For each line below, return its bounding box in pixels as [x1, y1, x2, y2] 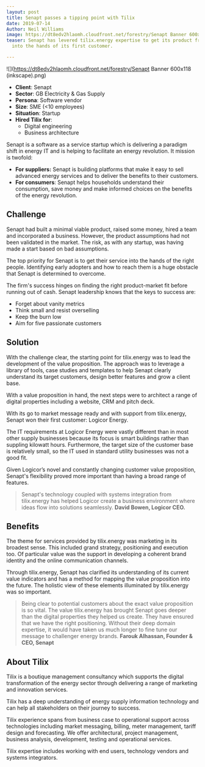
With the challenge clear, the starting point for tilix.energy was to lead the [6, 353, 191, 361]
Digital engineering [24, 122, 72, 130]
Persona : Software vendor [15, 96, 82, 104]
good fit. [6, 453, 28, 461]
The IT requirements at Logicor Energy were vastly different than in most [6, 428, 189, 435]
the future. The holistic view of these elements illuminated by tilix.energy [6, 582, 189, 589]
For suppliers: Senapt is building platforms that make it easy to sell [15, 166, 184, 173]
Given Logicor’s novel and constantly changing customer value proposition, [6, 466, 196, 473]
